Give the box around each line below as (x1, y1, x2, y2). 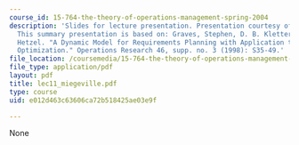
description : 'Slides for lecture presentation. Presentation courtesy (9, 21, 280, 30)
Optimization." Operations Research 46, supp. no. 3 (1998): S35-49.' (17, 46, 285, 55)
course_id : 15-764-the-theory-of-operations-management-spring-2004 (9, 12, 269, 22)
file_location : (9, 54, 66, 63)
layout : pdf (9, 71, 53, 80)
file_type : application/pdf (9, 63, 114, 72)
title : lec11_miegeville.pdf (9, 79, 117, 88)
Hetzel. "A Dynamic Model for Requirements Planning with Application (17, 37, 285, 47)
